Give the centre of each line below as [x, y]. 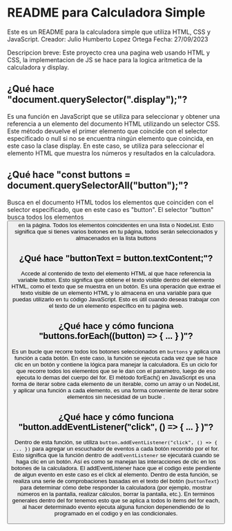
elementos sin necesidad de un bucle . [116, 397]
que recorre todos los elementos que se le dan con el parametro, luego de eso [116, 371]
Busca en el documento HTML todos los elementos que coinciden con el [110, 202]
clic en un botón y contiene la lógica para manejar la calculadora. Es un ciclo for [116, 364]
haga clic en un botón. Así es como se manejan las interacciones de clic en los [116, 462]
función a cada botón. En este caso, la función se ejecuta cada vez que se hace [116, 358]
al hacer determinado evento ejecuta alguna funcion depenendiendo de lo [116, 507]
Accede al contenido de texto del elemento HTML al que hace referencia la [116, 274]
